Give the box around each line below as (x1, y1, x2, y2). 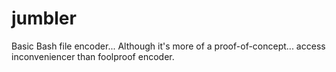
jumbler (11, 7, 77, 30)
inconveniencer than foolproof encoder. (11, 50, 175, 62)
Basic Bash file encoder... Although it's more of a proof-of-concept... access (11, 40, 326, 52)
